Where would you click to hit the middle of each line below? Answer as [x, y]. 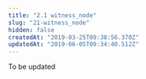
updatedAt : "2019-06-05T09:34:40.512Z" [74, 45]
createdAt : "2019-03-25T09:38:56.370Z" [74, 37]
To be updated [32, 66]
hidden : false [32, 30]
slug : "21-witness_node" [49, 23]
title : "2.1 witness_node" [52, 15]
